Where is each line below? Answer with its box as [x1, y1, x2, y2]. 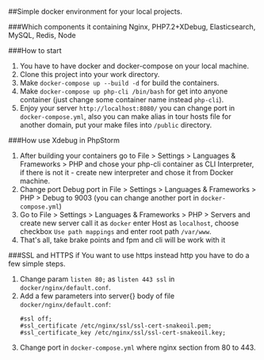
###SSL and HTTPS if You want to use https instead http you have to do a [8, 251, 250, 260]
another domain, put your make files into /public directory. [19, 121, 212, 129]
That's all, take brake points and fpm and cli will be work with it [19, 236, 226, 244]
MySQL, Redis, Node [8, 31, 77, 40]
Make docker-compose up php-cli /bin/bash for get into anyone [19, 86, 228, 96]
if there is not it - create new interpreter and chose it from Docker [19, 168, 234, 177]
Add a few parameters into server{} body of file [19, 291, 175, 301]
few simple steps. [8, 259, 66, 268]
